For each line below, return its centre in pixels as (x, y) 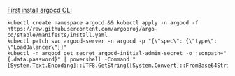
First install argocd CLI (40, 10)
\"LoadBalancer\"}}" (37, 47)
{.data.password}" (34, 59)
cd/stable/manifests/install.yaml (58, 35)
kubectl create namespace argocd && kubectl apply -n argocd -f (103, 23)
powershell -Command (100, 59)
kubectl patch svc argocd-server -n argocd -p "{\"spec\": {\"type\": (112, 41)
